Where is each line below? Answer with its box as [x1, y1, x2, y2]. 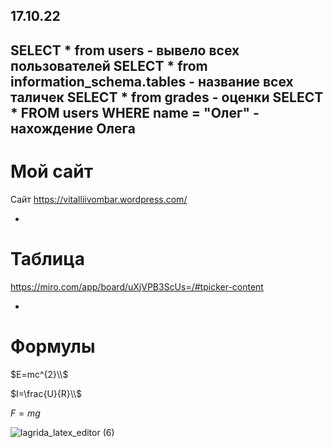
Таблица [10, 247, 85, 270]
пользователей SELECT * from [10, 57, 208, 74]
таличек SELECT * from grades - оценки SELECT [10, 89, 324, 106]
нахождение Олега [10, 120, 136, 137]
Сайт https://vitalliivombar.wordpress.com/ [10, 193, 188, 205]
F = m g [10, 407, 41, 419]
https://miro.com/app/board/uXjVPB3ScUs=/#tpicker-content [10, 280, 264, 293]
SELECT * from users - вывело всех [10, 42, 240, 59]
